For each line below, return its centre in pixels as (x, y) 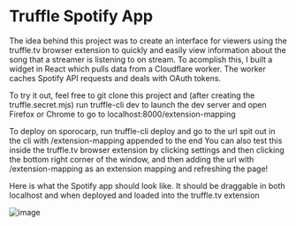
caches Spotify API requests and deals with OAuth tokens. (115, 78)
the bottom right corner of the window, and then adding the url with (132, 159)
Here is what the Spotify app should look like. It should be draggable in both (147, 185)
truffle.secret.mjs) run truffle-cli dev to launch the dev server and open (138, 104)
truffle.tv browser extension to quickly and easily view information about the (148, 49)
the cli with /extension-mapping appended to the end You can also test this (146, 140)
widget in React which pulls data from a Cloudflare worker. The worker (138, 69)
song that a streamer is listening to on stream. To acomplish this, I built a (141, 59)
